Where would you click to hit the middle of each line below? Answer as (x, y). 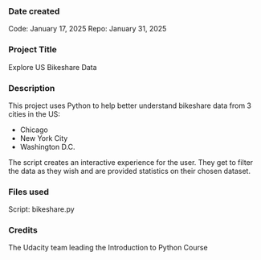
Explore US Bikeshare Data (53, 67)
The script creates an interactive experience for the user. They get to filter (131, 162)
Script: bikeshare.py (41, 209)
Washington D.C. (47, 147)
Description (32, 88)
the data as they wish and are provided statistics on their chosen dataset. (130, 171)
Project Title (33, 50)
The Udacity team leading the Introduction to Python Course (108, 248)
